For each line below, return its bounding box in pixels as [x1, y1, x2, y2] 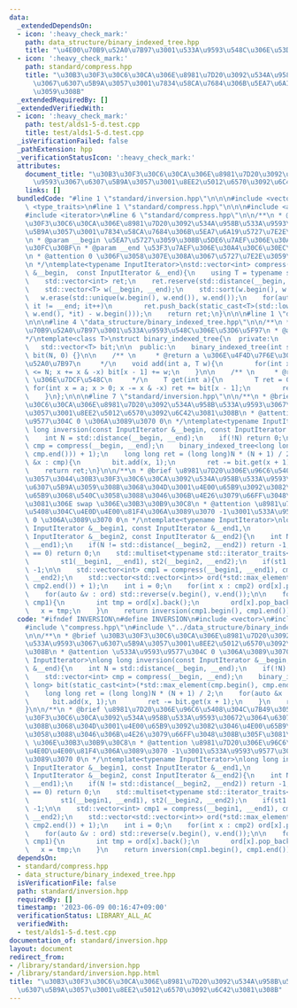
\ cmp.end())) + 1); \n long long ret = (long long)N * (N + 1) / [25, 449, 283, 459]
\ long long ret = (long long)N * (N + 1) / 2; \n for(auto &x [25, 689, 283, 698]
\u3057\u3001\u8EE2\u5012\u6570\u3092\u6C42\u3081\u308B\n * [25, 409, 255, 418]
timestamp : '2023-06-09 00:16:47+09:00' [17, 903, 168, 912]
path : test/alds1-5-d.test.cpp [25, 121, 141, 129]
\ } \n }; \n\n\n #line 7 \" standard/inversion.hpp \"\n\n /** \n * [25, 392, 267, 402]
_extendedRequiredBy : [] [17, 95, 109, 105]
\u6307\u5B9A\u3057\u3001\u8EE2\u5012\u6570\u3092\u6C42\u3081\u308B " [17, 986, 283, 995]
